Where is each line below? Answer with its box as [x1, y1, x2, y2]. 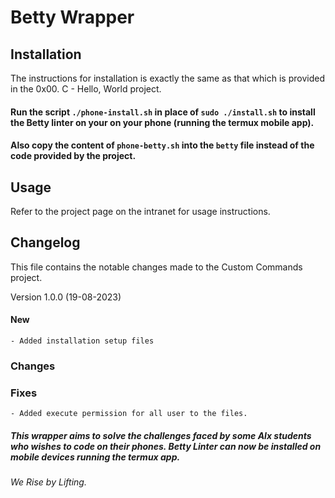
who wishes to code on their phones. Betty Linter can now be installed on [10, 440, 322, 452]
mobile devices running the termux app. [10, 451, 181, 463]
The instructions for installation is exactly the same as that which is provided [10, 72, 325, 84]
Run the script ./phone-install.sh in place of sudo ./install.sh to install [10, 106, 316, 118]
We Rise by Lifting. [10, 476, 87, 488]
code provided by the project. [10, 150, 137, 162]
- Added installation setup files [10, 336, 155, 346]
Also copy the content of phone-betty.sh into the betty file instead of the [10, 139, 315, 151]
